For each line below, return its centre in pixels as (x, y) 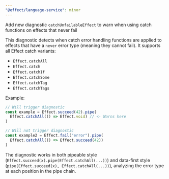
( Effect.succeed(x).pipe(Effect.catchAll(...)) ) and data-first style (78, 160)
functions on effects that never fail (41, 30)
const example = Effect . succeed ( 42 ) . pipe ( (51, 112)
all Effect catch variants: (31, 51)
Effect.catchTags (31, 88)
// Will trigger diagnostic (35, 107)
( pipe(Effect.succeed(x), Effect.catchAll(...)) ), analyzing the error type (85, 165)
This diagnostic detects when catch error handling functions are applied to (83, 40)
